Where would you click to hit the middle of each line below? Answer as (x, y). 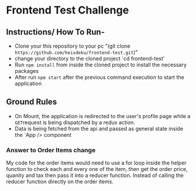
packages (27, 71)
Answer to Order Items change (51, 150)
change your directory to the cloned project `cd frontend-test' (89, 58)
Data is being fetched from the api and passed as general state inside (99, 128)
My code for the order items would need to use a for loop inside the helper (97, 163)
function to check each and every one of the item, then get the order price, (97, 169)
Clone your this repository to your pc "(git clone (72, 46)
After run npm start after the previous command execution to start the (99, 77)
